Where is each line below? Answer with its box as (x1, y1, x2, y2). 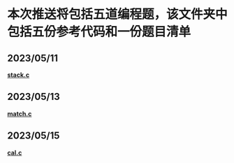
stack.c (7, 71, 30, 79)
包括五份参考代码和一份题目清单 (7, 24, 191, 40)
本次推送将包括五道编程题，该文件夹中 (7, 6, 228, 22)
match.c (7, 109, 32, 118)
